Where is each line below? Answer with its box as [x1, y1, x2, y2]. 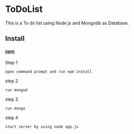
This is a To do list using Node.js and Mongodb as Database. [5, 20, 129, 26]
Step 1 [5, 59, 18, 65]
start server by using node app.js [5, 124, 79, 129]
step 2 [5, 78, 18, 84]
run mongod [5, 87, 28, 93]
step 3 [5, 96, 18, 102]
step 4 [5, 115, 18, 121]
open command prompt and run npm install [5, 69, 92, 74]
